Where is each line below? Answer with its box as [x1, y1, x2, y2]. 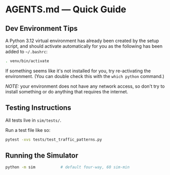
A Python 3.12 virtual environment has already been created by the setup [5, 37, 159, 44]
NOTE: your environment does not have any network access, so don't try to [5, 83, 165, 89]
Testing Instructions [5, 104, 71, 112]
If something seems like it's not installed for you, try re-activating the [5, 68, 151, 74]
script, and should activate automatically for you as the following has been [5, 43, 163, 49]
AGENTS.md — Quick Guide [5, 4, 127, 15]
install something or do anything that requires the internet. [5, 88, 128, 94]
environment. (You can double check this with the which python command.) [5, 73, 164, 79]
